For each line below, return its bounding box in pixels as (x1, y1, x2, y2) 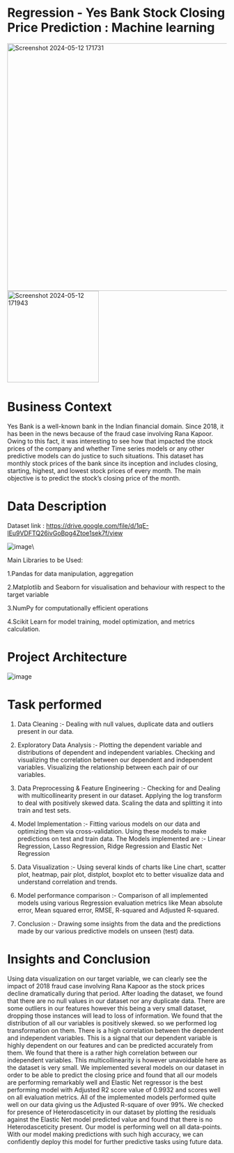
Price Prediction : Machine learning (7, 20, 215, 36)
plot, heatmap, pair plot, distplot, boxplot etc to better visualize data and (17, 870, 224, 878)
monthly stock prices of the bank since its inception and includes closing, (7, 459, 218, 467)
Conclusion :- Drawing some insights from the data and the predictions (17, 919, 221, 928)
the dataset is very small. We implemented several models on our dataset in (7, 1063, 224, 1071)
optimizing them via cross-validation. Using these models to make (17, 827, 207, 835)
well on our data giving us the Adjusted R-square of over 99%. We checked (7, 1100, 224, 1108)
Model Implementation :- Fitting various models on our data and (17, 820, 201, 828)
